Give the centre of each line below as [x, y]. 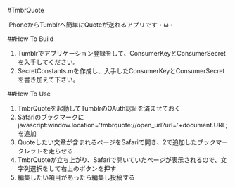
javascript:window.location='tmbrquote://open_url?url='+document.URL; [122, 125]
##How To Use [29, 94]
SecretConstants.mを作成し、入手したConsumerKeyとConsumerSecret [121, 71]
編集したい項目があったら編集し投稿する [76, 177]
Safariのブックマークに [51, 117]
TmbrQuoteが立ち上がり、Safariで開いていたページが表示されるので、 [119, 160]
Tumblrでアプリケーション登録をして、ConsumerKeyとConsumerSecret [122, 53]
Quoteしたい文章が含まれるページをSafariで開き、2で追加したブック [116, 142]
